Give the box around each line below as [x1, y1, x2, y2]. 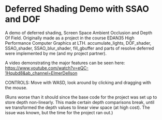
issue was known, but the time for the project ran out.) [5, 109, 113, 115]
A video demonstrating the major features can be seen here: [5, 60, 125, 66]
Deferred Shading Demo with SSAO [5, 3, 149, 15]
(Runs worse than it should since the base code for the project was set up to [5, 94, 157, 100]
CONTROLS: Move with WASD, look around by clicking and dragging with [5, 79, 151, 86]
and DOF [5, 14, 41, 25]
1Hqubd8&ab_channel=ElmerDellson [5, 70, 77, 76]
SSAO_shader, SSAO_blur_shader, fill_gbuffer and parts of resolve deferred [5, 45, 154, 51]
